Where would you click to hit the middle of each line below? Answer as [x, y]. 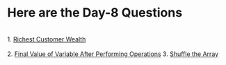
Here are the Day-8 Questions [95, 13]
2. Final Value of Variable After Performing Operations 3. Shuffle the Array [113, 54]
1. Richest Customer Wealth [47, 39]
